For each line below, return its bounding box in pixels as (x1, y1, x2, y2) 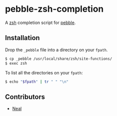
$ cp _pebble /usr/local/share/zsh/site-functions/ (5, 56, 112, 61)
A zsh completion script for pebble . (5, 20, 76, 25)
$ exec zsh (5, 61, 27, 66)
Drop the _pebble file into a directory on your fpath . (5, 46, 108, 52)
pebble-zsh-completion (5, 3, 104, 15)
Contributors (5, 93, 45, 101)
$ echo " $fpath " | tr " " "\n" (5, 79, 69, 84)
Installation (5, 34, 40, 42)
